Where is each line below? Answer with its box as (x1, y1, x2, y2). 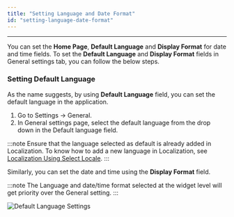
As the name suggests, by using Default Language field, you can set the (7, 90, 216, 98)
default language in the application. (7, 97, 109, 106)
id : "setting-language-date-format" (7, 17, 114, 24)
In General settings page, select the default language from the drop (17, 118, 211, 127)
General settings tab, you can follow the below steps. (7, 57, 160, 65)
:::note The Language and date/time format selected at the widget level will (7, 181, 222, 189)
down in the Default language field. (17, 126, 118, 134)
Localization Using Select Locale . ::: (7, 154, 110, 162)
